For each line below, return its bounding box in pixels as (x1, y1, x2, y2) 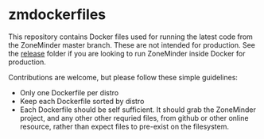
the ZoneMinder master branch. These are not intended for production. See (8, 40, 256, 49)
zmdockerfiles (8, 6, 107, 24)
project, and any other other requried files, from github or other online (19, 113, 249, 122)
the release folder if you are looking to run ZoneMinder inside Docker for (8, 48, 246, 58)
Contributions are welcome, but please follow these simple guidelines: (8, 72, 239, 82)
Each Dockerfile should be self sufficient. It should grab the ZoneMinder (19, 105, 256, 114)
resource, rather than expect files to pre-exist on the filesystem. (19, 122, 229, 131)
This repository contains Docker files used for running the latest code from (8, 32, 253, 41)
